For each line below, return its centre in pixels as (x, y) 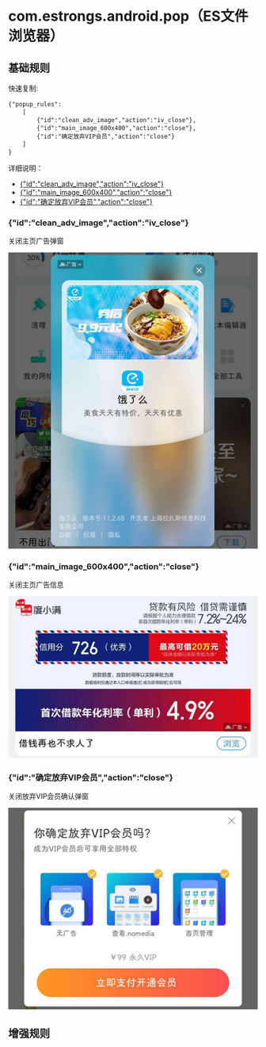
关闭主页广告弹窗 (36, 241)
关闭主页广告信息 (36, 584)
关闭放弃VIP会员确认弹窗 (49, 796)
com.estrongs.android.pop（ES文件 (128, 16)
